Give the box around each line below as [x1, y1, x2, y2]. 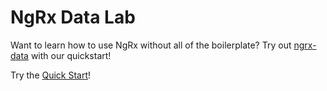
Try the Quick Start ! [10, 69, 92, 81]
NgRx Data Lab [10, 6, 136, 29]
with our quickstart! [30, 49, 112, 61]
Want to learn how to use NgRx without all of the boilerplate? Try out [10, 39, 292, 51]
